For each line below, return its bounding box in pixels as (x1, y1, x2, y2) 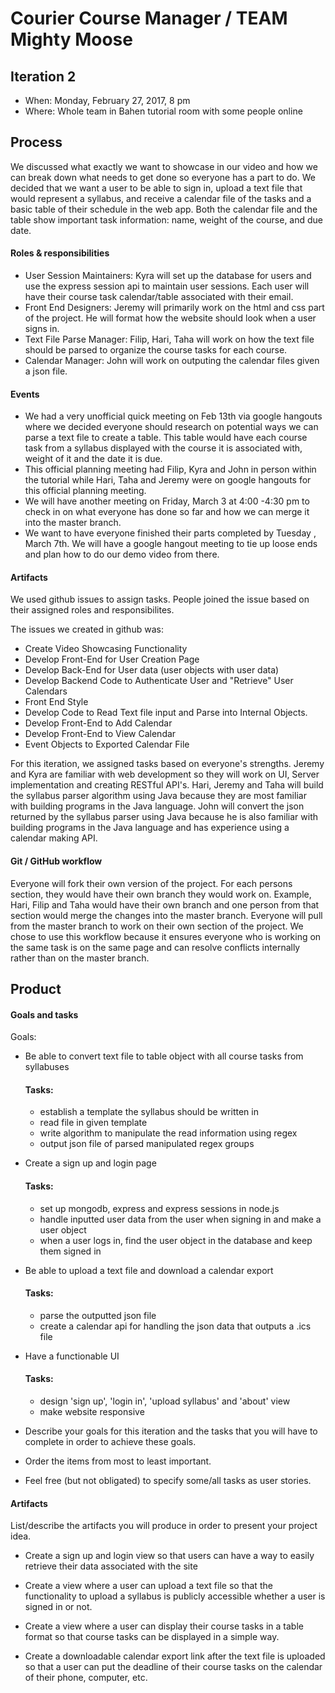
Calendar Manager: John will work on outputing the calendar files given (24, 355, 320, 367)
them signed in (39, 1245, 102, 1257)
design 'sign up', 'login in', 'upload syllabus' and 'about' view (39, 1395, 291, 1407)
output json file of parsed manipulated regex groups (39, 1138, 255, 1150)
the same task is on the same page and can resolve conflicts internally (10, 941, 301, 953)
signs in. (24, 323, 60, 335)
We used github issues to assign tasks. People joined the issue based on (10, 593, 310, 606)
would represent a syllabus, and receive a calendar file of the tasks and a (10, 192, 312, 204)
